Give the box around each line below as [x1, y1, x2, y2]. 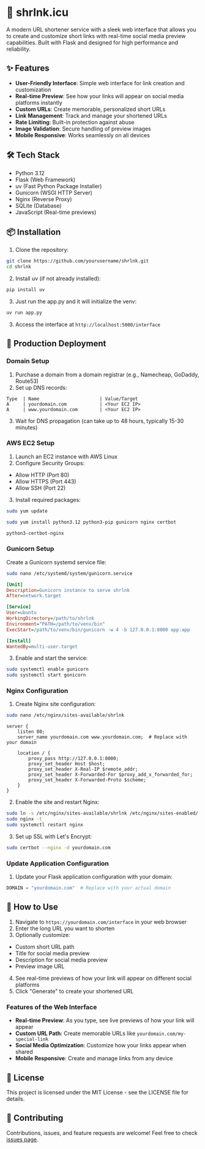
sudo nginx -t [6, 816, 43, 822]
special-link [15, 1036, 49, 1042]
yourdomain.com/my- [136, 1031, 187, 1037]
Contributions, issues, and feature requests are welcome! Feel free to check [6, 1129, 198, 1136]
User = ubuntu [6, 610, 37, 616]
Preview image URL [15, 962, 65, 970]
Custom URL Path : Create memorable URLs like [15, 1030, 136, 1037]
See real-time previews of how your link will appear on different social [15, 974, 192, 982]
